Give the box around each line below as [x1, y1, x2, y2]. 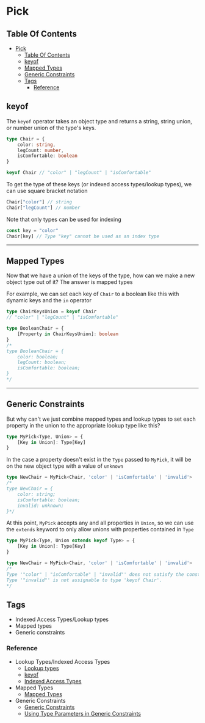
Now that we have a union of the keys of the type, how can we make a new [6, 272, 195, 279]
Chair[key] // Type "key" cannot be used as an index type [6, 233, 160, 239]
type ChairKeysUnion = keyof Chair [6, 308, 97, 315]
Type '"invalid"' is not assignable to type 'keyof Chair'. [6, 577, 163, 583]
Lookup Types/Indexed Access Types [15, 658, 110, 665]
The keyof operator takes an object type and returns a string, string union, [6, 117, 192, 125]
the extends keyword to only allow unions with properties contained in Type [6, 526, 194, 533]
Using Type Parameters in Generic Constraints [24, 710, 142, 717]
